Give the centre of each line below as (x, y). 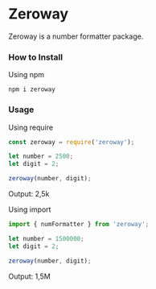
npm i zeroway (32, 89)
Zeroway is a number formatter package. (76, 36)
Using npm (27, 75)
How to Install (35, 57)
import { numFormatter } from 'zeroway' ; (79, 225)
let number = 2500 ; (41, 157)
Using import (30, 209)
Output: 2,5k (29, 194)
